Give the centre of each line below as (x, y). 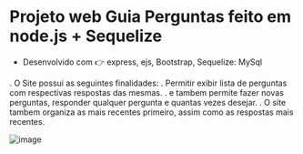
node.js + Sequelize (86, 36)
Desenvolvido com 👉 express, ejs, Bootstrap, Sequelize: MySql (142, 62)
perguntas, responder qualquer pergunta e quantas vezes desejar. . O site (148, 102)
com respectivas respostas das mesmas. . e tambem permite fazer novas (147, 92)
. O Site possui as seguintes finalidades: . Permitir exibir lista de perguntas (148, 83)
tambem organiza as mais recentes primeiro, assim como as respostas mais (151, 112)
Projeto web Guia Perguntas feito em (151, 17)
